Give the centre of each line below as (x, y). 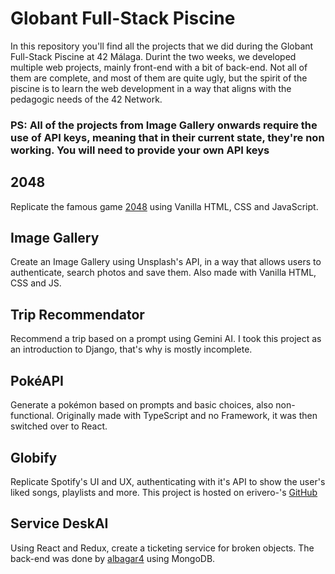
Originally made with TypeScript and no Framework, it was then (187, 416)
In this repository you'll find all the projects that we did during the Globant (162, 46)
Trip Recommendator (77, 314)
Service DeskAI (59, 523)
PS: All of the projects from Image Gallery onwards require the (164, 125)
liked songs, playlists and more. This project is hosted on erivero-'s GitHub (164, 492)
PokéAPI (37, 380)
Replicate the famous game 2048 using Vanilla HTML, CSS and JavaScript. (164, 206)
